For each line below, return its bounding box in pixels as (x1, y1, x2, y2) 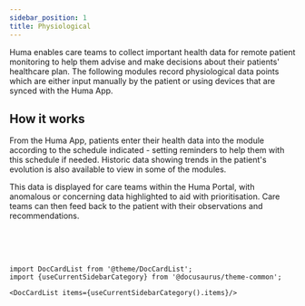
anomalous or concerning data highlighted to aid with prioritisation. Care (9, 191, 280, 202)
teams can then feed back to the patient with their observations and (9, 201, 263, 212)
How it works (9, 110, 85, 127)
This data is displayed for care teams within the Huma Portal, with (9, 182, 255, 193)
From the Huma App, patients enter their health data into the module (9, 135, 265, 146)
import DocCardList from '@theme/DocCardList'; (9, 264, 193, 274)
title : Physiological (9, 22, 92, 31)
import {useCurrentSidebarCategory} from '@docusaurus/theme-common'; (9, 273, 282, 282)
